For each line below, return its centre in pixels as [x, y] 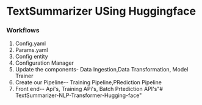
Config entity [31, 57]
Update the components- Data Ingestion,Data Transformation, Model [102, 70]
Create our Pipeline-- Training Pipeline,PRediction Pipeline [88, 82]
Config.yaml [31, 43]
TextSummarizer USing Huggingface [101, 11]
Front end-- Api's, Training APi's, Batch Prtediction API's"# [89, 89]
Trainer [24, 76]
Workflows [23, 31]
